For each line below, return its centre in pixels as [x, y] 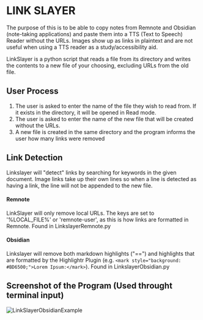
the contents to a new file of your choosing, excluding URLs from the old [98, 65]
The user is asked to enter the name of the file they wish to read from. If [106, 106]
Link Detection [35, 158]
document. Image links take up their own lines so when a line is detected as [102, 179]
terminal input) [35, 295]
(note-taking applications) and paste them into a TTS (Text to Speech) [95, 34]
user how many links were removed [60, 138]
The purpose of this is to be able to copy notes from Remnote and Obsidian [101, 28]
